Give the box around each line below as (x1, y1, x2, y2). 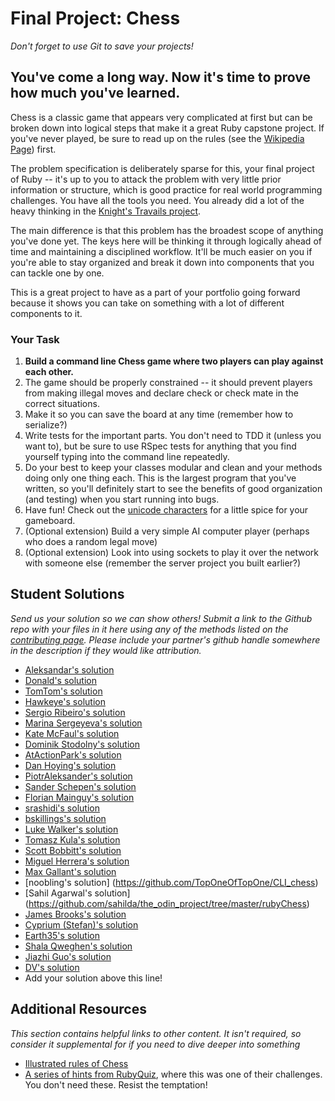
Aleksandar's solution (24, 663, 115, 676)
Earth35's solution (24, 929, 100, 941)
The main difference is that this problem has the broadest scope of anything (10, 224, 324, 236)
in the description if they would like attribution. (10, 644, 202, 656)
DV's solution (24, 961, 80, 973)
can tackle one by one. (10, 267, 105, 279)
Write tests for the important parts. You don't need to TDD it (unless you (24, 430, 322, 442)
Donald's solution (24, 674, 98, 686)
